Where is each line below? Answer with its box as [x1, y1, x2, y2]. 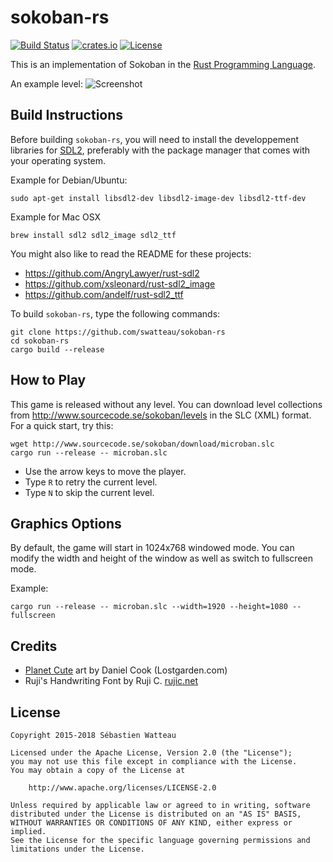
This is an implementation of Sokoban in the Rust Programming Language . [10, 58, 316, 70]
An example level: [10, 77, 84, 90]
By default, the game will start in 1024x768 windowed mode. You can [10, 542, 295, 554]
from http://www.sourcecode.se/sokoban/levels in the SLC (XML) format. [10, 409, 312, 421]
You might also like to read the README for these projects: [10, 247, 252, 260]
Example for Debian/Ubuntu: [10, 174, 128, 186]
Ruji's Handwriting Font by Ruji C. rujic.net [24, 675, 199, 687]
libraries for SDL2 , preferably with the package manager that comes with [10, 144, 311, 156]
